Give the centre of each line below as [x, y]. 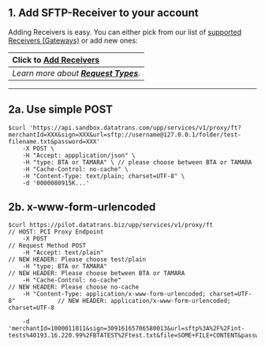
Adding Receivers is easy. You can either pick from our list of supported [125, 32]
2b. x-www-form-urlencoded [82, 207]
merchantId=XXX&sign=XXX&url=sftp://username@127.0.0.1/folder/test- [125, 134]
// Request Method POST [47, 246]
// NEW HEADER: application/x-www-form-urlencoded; [144, 301]
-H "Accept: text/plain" [63, 253]
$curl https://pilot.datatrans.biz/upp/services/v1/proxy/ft [111, 225]
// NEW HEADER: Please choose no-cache [74, 287]
